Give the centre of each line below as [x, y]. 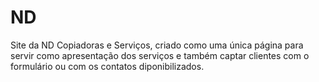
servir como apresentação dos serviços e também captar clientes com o [160, 55]
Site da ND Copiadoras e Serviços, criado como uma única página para [157, 45]
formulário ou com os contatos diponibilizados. [107, 66]
